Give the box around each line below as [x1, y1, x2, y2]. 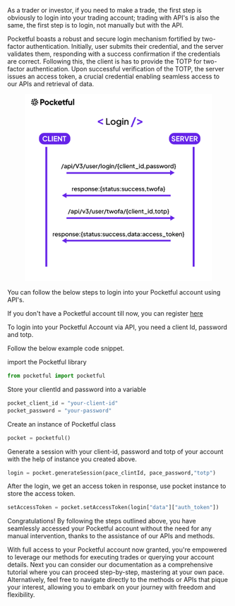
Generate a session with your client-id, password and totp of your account [7, 447, 224, 456]
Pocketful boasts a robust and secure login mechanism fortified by [7, 35, 201, 43]
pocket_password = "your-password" [7, 407, 112, 414]
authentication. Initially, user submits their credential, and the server [25, 42, 224, 50]
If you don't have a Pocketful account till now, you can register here [7, 309, 203, 317]
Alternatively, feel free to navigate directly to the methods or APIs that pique [7, 576, 228, 584]
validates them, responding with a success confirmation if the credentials [7, 49, 221, 58]
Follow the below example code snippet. [7, 344, 125, 352]
